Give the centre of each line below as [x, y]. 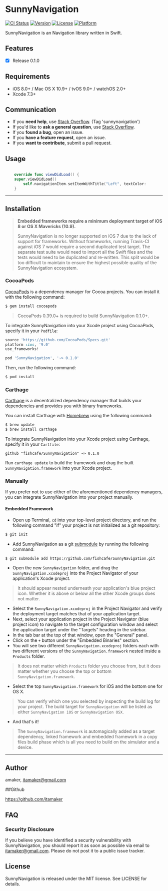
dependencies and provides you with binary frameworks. [64, 406]
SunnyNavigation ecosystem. [47, 268]
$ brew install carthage [31, 429]
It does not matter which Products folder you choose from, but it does [89, 666]
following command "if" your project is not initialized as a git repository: [86, 525]
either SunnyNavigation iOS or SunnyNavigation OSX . [70, 712]
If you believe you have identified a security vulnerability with [68, 840]
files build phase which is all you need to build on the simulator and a [88, 742]
